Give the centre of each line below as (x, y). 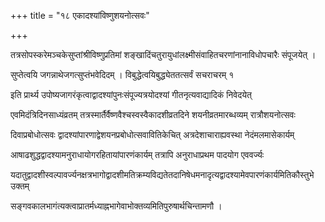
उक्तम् (20, 186)
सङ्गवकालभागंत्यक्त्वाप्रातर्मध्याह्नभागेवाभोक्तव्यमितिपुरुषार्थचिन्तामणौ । (116, 206)
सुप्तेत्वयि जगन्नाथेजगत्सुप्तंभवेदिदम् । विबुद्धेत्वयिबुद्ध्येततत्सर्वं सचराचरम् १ (122, 74)
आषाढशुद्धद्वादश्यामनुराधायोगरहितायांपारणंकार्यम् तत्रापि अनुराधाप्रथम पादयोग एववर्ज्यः (137, 154)
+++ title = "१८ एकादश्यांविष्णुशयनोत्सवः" (80, 15)
